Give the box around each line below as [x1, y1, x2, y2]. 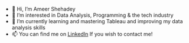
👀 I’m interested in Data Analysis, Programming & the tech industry [11, 12, 174, 19]
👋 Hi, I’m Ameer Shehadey [11, 6, 76, 12]
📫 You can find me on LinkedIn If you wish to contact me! [11, 31, 153, 37]
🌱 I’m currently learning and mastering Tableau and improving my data [11, 18, 183, 24]
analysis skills [11, 24, 45, 31]
